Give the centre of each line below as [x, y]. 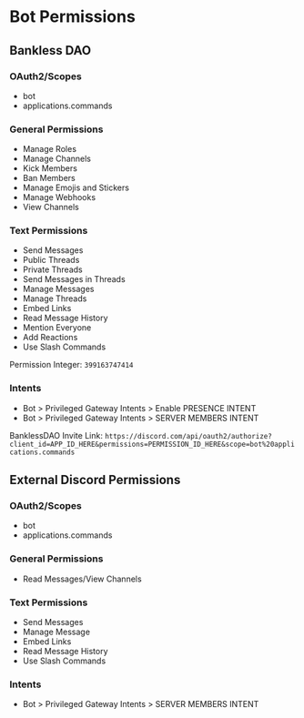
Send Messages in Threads [74, 279]
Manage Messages [58, 289]
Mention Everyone [57, 328]
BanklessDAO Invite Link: [56, 435]
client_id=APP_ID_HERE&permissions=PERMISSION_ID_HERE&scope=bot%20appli [152, 444]
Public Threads [51, 260]
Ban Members [49, 178]
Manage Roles [50, 149]
